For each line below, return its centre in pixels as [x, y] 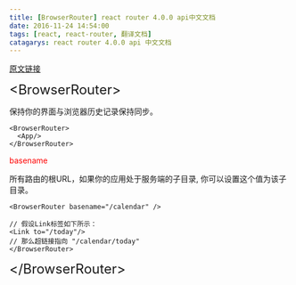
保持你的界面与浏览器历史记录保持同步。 [83, 111]
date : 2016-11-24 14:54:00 [59, 26]
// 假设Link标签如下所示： [53, 224]
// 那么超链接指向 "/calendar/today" [74, 241]
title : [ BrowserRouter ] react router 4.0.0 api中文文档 [112, 17]
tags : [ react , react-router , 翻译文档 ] [81, 34]
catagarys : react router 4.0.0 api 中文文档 [90, 42]
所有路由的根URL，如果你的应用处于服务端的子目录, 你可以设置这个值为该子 [148, 179]
